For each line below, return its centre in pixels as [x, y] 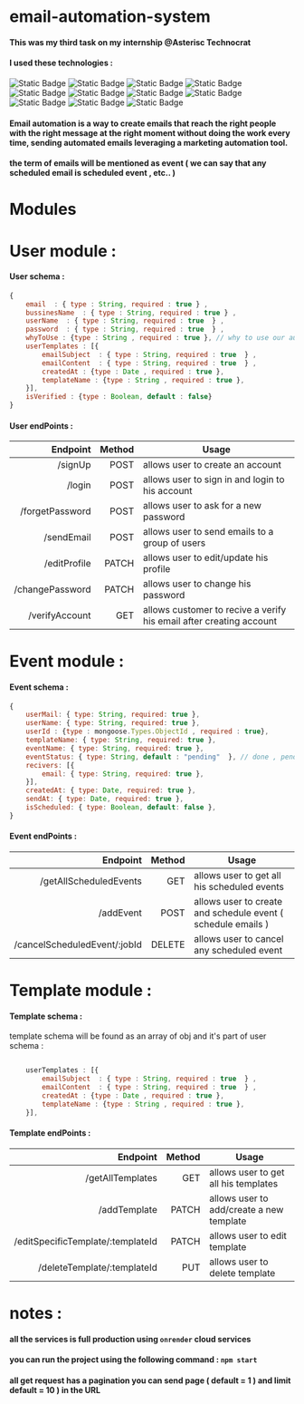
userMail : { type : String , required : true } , [113, 715]
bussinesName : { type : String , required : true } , [131, 313]
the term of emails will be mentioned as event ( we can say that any [138, 163]
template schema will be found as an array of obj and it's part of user [138, 1036]
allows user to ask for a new [203, 506]
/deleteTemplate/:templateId [98, 1267]
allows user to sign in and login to [214, 479]
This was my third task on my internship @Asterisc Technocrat [130, 42]
